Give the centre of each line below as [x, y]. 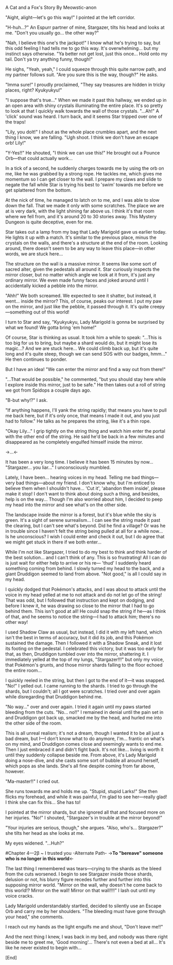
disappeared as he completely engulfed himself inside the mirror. [74, 442]
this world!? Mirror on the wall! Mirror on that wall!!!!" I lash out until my [80, 890]
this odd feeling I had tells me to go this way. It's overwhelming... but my [82, 48]
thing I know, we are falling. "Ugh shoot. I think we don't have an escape [82, 137]
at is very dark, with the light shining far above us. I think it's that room [80, 211]
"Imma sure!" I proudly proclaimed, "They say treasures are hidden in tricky [85, 85]
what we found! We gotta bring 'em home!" [51, 327]
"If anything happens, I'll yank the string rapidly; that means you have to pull [86, 410]
